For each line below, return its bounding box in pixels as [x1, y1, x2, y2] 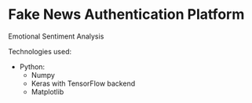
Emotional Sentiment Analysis [8, 31, 104, 41]
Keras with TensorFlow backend [31, 79, 136, 88]
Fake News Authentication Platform [8, 6, 245, 24]
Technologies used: [8, 46, 72, 56]
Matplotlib [31, 86, 64, 96]
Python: [19, 61, 46, 72]
